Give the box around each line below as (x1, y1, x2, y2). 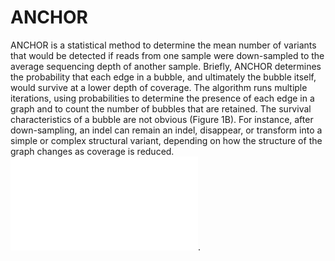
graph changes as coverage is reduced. (10, 145, 175, 157)
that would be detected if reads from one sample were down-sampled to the (10, 49, 325, 61)
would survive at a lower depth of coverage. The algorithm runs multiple (10, 81, 308, 93)
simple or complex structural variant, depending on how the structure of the (10, 134, 323, 146)
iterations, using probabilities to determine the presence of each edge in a (10, 92, 315, 104)
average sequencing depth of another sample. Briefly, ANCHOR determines (10, 60, 322, 72)
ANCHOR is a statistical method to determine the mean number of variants (10, 39, 317, 51)
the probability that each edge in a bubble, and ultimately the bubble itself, (10, 71, 317, 83)
